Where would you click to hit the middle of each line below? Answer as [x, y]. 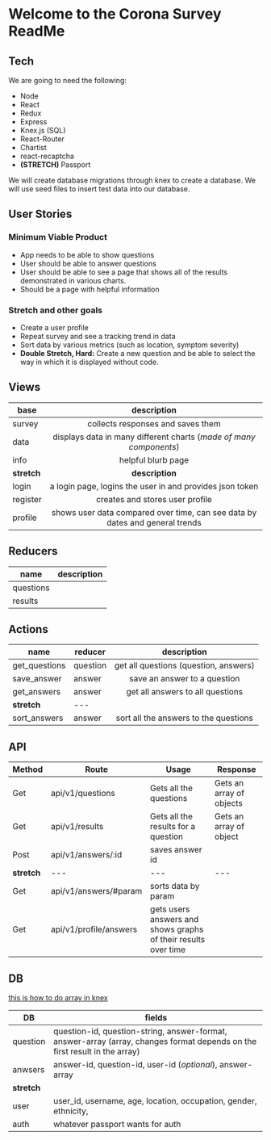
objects [229, 803]
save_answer [37, 679]
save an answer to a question [184, 679]
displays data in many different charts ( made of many [154, 437]
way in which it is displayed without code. [89, 362]
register [27, 499]
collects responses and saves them [154, 423]
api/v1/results [77, 827]
